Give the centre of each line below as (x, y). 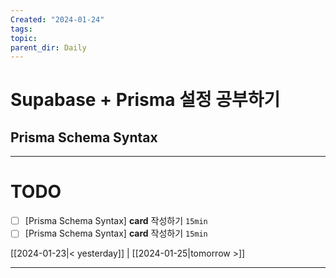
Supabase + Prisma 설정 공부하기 (145, 100)
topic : (24, 38)
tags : (21, 29)
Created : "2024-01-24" (57, 19)
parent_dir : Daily (48, 47)
